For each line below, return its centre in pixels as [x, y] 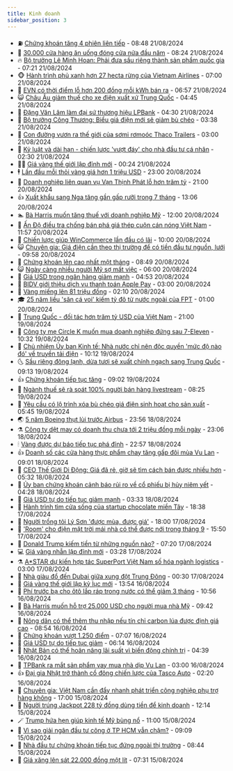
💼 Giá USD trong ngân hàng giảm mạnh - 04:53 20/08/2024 [103, 276]
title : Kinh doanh [34, 14]
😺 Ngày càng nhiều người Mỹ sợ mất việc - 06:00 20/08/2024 [107, 269]
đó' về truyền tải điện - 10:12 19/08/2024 [75, 353]
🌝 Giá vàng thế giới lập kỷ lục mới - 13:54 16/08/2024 [94, 583]
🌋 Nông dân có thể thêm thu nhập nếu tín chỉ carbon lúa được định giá [118, 621]
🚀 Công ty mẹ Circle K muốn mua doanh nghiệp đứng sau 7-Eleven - [115, 331]
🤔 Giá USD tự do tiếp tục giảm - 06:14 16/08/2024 [88, 643]
